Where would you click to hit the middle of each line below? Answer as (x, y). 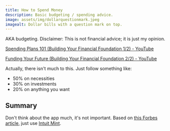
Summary (21, 105)
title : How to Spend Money (34, 10)
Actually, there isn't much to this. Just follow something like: (69, 69)
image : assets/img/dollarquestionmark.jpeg (52, 19)
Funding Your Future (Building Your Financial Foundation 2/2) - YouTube (81, 59)
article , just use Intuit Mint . (33, 123)
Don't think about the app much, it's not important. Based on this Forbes (81, 118)
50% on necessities (34, 79)
